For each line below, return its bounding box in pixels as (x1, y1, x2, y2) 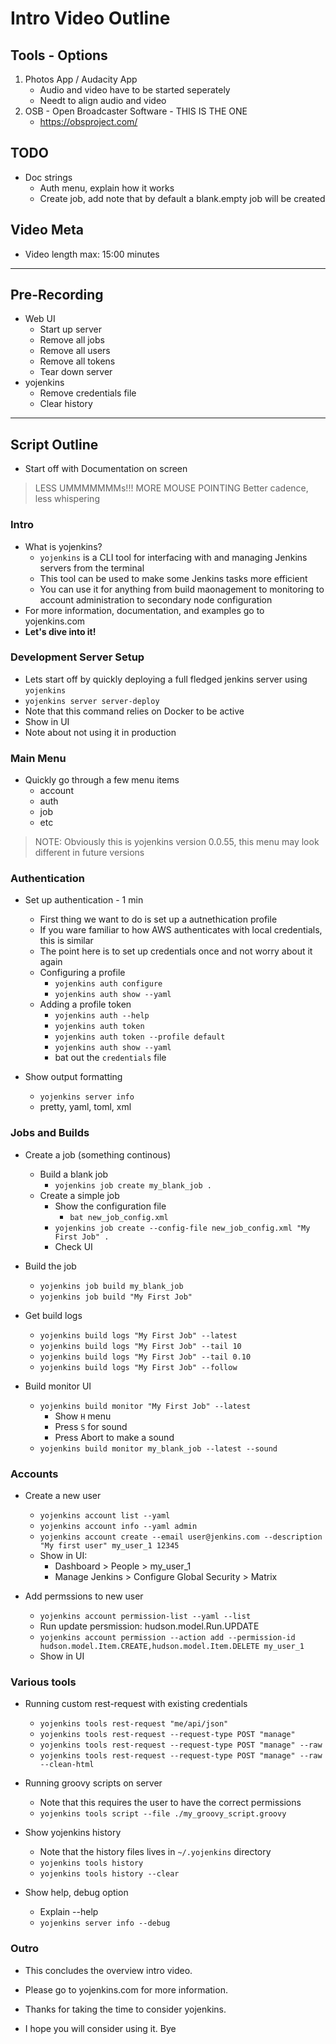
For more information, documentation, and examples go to (24, 604, 265, 616)
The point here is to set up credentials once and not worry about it (39, 945, 313, 957)
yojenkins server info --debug (39, 1918, 171, 1929)
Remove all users (39, 345, 111, 357)
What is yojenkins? (24, 540, 103, 552)
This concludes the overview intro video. (24, 1964, 193, 1976)
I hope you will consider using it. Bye (24, 2022, 177, 2034)
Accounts (10, 1467, 59, 1481)
